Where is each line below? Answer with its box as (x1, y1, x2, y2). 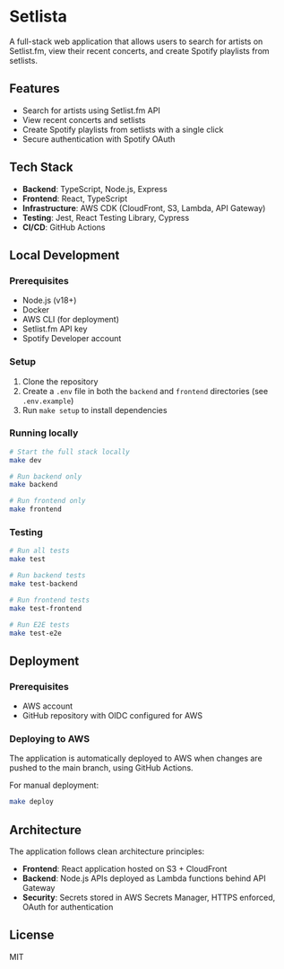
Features (9, 81, 60, 96)
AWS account (22, 700, 73, 711)
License (9, 928, 55, 943)
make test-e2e (9, 629, 63, 638)
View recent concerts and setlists (22, 114, 146, 125)
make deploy (9, 797, 54, 806)
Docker (22, 304, 50, 315)
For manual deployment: (9, 780, 99, 791)
